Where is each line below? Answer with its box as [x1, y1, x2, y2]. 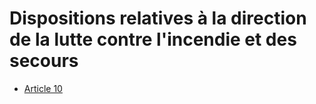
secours [9, 50, 79, 72]
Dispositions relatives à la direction [9, 7, 307, 30]
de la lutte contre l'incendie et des [9, 28, 297, 51]
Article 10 [23, 82, 63, 94]
